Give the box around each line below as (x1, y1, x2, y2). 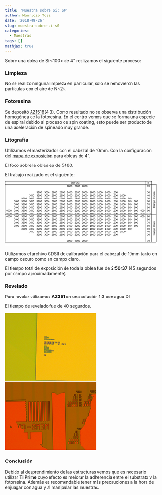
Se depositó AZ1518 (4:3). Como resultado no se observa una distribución (5, 109, 151, 115)
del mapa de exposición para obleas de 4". (5, 153, 91, 159)
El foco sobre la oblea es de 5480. (5, 162, 74, 168)
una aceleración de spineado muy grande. (5, 124, 90, 131)
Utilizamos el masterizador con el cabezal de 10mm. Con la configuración (5, 148, 152, 153)
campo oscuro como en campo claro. (5, 256, 80, 262)
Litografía (5, 136, 29, 143)
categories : (5, 28, 29, 33)
